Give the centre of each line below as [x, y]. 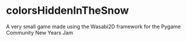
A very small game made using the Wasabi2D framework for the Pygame [93, 26]
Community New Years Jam [39, 32]
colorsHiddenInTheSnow [67, 11]
